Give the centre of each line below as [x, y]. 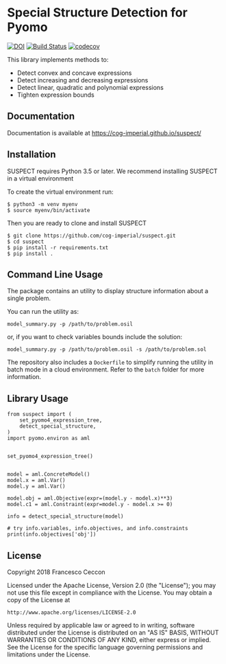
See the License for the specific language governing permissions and [105, 647]
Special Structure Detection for [98, 13]
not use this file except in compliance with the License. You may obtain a [110, 593]
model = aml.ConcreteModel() [49, 474]
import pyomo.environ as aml [49, 438]
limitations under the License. [49, 654]
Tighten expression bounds [55, 95]
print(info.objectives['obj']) [52, 535]
